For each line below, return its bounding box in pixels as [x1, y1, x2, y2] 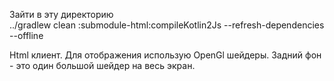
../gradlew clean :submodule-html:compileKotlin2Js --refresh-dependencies [9, 19, 325, 31]
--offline [9, 30, 44, 41]
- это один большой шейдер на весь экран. [9, 60, 196, 71]
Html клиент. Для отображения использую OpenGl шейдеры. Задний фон [9, 49, 322, 61]
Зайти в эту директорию [9, 9, 114, 20]
